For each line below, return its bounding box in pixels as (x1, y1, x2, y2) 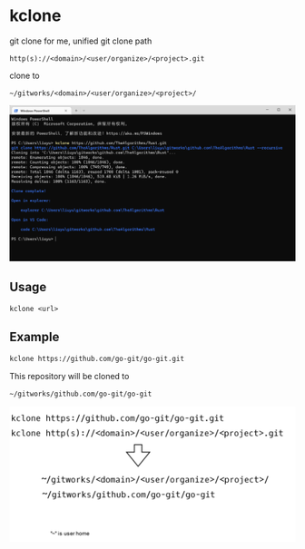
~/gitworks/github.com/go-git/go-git (9, 389, 152, 398)
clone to (9, 70, 40, 81)
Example (9, 328, 60, 345)
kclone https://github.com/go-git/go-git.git (9, 354, 184, 363)
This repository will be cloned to (9, 370, 130, 381)
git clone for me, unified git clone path (9, 35, 152, 46)
